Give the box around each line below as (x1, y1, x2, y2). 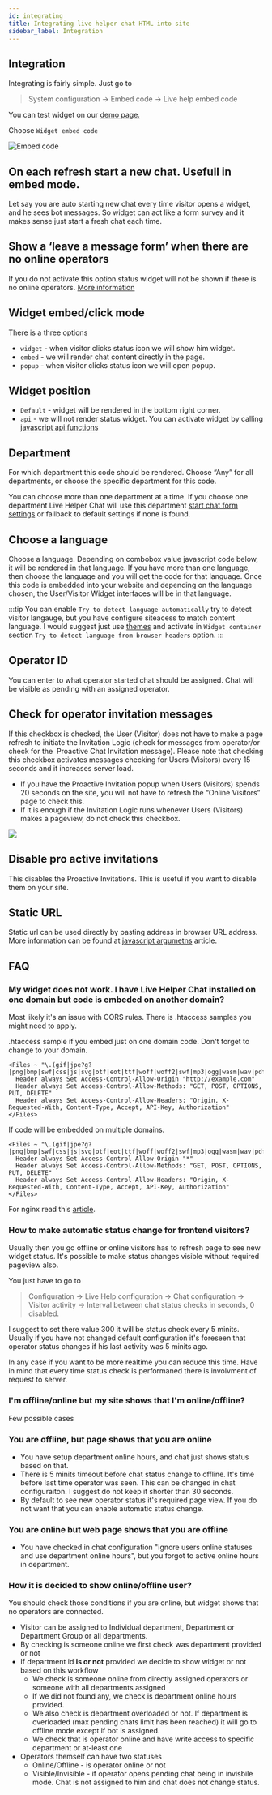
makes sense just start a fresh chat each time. (8, 216, 163, 225)
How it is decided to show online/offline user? (8, 1580, 192, 1592)
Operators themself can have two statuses (19, 1752, 163, 1762)
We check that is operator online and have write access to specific (32, 1734, 255, 1744)
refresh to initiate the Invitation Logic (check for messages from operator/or (8, 737, 261, 747)
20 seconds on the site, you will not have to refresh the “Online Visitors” (19, 787, 261, 797)
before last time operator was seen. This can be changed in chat (19, 1477, 236, 1488)
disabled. (28, 1309, 59, 1318)
